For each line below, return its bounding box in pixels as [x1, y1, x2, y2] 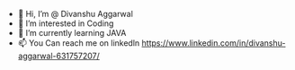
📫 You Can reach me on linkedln [17, 38, 140, 48]
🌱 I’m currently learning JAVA [17, 28, 127, 38]
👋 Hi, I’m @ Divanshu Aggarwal [17, 9, 133, 19]
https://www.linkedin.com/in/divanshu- [141, 38, 286, 48]
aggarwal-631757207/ [17, 50, 101, 61]
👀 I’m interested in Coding [17, 18, 114, 29]
